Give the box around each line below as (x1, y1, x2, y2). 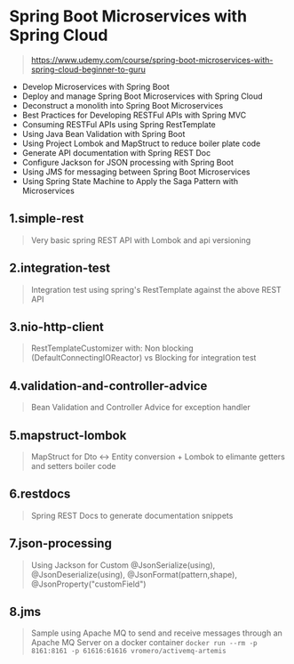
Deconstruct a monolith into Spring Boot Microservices (21, 100, 224, 110)
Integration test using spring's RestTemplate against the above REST (30, 284, 282, 295)
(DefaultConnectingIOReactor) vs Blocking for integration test (30, 352, 257, 363)
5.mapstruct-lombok (9, 427, 127, 442)
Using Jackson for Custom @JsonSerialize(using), (30, 559, 216, 571)
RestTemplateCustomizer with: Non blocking (30, 343, 194, 353)
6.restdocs (9, 487, 71, 502)
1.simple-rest (9, 211, 84, 226)
